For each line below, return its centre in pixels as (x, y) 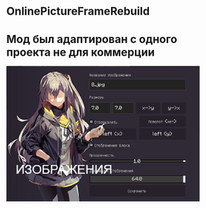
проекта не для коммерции (81, 52)
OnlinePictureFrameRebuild (78, 11)
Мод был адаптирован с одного (92, 40)
